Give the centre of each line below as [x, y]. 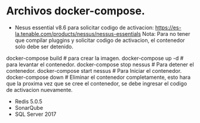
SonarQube [29, 107]
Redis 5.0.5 [29, 101]
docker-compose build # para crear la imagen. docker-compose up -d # [95, 58]
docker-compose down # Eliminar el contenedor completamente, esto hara [99, 77]
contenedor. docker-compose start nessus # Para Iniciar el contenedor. [94, 70]
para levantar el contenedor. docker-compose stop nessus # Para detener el [100, 64]
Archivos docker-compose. [76, 11]
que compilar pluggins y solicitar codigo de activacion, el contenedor [100, 40]
